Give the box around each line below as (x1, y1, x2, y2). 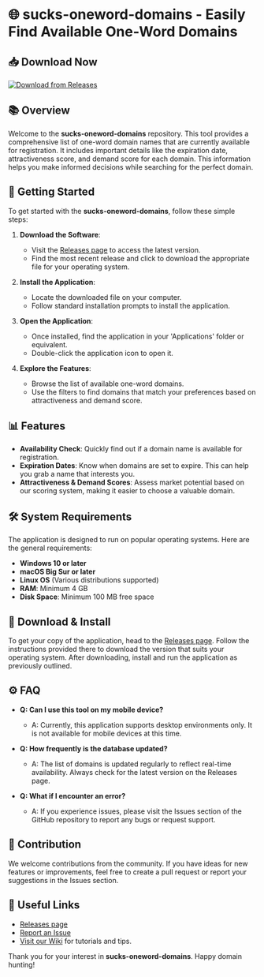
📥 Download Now (8, 55, 98, 69)
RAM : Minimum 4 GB (19, 584, 88, 593)
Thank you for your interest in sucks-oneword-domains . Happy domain (8, 951, 243, 960)
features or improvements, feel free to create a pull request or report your (8, 867, 247, 877)
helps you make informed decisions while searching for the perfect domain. (8, 162, 254, 171)
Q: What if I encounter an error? (19, 791, 126, 800)
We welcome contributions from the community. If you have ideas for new (8, 859, 248, 868)
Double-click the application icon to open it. (31, 348, 173, 357)
